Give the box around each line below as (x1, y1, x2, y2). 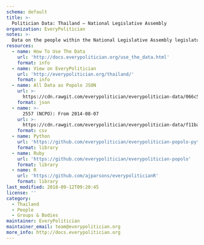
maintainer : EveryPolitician (6, 218, 80, 224)
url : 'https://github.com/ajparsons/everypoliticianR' (17, 173, 159, 179)
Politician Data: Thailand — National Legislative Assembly (12, 20, 167, 26)
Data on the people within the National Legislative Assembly (12, 37, 172, 43)
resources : (6, 43, 34, 49)
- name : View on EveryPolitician (12, 65, 97, 72)
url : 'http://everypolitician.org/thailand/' (17, 71, 135, 77)
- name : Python (12, 133, 50, 140)
